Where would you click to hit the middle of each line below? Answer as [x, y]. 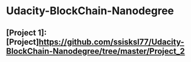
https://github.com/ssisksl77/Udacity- [111, 42]
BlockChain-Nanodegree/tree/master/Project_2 [95, 51]
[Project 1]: [27, 33]
